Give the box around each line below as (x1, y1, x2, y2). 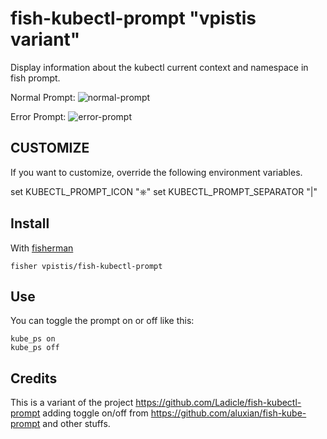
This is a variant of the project (10, 397, 134, 409)
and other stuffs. (42, 418, 111, 430)
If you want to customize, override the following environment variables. (10, 166, 303, 178)
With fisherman (10, 242, 74, 254)
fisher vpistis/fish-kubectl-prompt (10, 261, 163, 271)
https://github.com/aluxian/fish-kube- (150, 407, 307, 419)
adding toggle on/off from (42, 407, 149, 419)
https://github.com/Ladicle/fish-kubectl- (135, 397, 302, 409)
